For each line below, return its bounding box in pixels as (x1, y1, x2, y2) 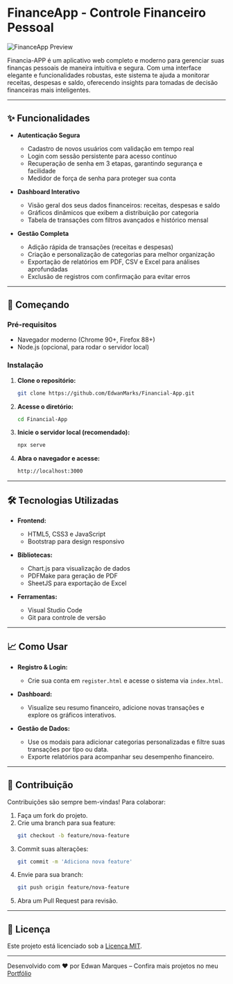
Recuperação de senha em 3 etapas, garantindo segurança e (27, 159, 203, 168)
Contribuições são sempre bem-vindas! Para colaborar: (7, 797, 166, 806)
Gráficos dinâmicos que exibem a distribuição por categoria (27, 208, 199, 216)
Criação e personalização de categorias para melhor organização (27, 250, 215, 258)
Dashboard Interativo (17, 187, 80, 196)
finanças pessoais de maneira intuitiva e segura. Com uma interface (7, 63, 202, 72)
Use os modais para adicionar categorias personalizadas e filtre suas (27, 738, 225, 746)
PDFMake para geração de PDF (27, 572, 118, 580)
